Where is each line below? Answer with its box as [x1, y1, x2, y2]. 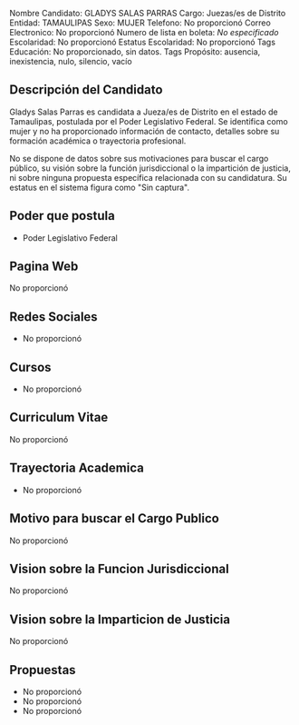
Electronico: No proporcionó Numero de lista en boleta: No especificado [9, 27, 279, 37]
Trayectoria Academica [9, 461, 145, 476]
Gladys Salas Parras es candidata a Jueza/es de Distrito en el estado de [9, 106, 278, 117]
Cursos [9, 359, 52, 375]
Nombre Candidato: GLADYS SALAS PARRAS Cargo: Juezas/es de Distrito [9, 8, 286, 18]
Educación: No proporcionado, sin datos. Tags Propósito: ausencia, [9, 46, 261, 57]
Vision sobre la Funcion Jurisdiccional [9, 561, 229, 576]
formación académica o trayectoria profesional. [9, 135, 187, 146]
